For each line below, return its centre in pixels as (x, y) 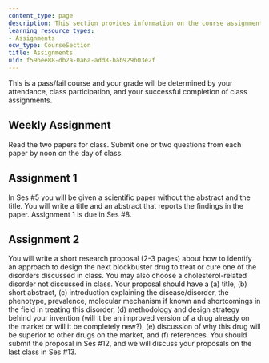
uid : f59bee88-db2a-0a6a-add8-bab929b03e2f (82, 61)
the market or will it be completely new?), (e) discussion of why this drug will (134, 327)
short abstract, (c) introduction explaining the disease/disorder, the (119, 293)
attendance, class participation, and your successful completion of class (128, 91)
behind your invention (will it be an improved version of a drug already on (129, 318)
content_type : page (41, 16)
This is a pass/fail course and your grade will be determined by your (120, 83)
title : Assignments (41, 53)
